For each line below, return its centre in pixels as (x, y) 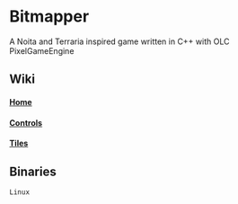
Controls (26, 122)
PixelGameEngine (42, 50)
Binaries (33, 171)
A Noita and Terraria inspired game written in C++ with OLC (119, 41)
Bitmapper (49, 17)
